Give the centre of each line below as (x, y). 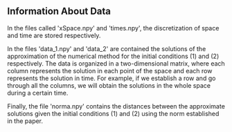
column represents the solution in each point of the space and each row (110, 70)
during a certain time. (38, 93)
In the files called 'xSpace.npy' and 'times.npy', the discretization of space (113, 28)
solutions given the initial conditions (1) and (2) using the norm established (113, 113)
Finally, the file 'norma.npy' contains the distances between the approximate (116, 106)
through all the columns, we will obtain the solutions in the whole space (109, 85)
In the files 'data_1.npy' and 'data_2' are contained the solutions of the (107, 48)
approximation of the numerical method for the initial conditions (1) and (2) (113, 56)
